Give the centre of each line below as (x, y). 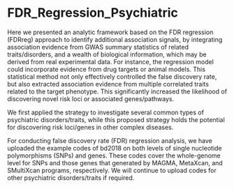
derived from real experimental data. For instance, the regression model (111, 61)
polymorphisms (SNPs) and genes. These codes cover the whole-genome (114, 156)
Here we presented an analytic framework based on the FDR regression (110, 32)
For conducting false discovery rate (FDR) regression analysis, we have (110, 140)
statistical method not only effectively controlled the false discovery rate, (112, 76)
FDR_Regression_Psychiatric (93, 13)
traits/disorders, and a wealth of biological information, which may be (107, 54)
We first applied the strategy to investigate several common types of (106, 112)
